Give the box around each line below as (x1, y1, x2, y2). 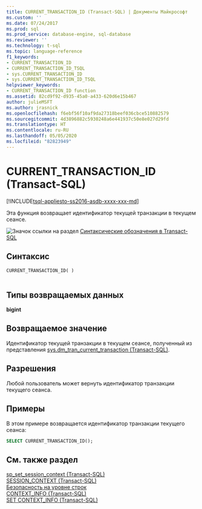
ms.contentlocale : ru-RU (6, 127, 69, 133)
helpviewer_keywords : (6, 82, 61, 88)
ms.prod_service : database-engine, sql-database (6, 32, 131, 38)
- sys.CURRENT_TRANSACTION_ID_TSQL (6, 76, 96, 82)
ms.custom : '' (6, 15, 42, 21)
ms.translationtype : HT (6, 122, 67, 128)
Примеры (6, 404, 45, 414)
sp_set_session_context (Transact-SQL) (6, 471, 105, 478)
